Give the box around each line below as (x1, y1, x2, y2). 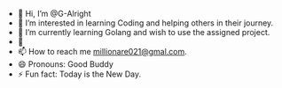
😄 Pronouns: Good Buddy (17, 59, 114, 70)
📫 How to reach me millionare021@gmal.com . (17, 47, 188, 56)
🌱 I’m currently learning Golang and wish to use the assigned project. (17, 27, 270, 37)
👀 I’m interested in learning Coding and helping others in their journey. (17, 18, 274, 28)
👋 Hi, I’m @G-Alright (17, 9, 91, 18)
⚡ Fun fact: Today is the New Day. (17, 69, 142, 79)
